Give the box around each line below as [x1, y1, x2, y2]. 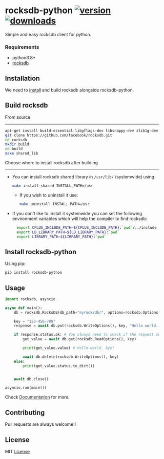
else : [14, 359, 25, 364]
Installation [5, 74, 40, 83]
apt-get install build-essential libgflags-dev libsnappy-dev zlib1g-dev [5, 128, 159, 133]
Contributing [5, 408, 45, 416]
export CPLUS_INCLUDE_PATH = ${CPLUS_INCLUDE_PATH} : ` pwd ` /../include [17, 225, 157, 230]
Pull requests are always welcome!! [5, 421, 76, 427]
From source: [5, 114, 32, 120]
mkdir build [5, 142, 29, 147]
